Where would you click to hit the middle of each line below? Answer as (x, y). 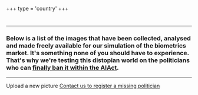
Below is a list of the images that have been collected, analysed (99, 39)
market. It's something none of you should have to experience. (98, 53)
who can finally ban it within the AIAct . (62, 68)
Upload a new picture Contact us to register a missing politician (83, 86)
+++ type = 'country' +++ (37, 9)
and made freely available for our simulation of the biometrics (96, 46)
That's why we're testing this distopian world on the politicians (98, 60)
